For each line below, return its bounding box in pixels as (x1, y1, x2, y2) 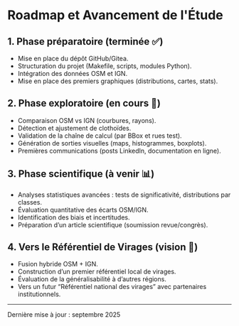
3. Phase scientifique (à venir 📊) (7, 168, 155, 180)
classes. (17, 197, 43, 206)
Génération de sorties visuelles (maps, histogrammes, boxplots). (17, 138, 207, 147)
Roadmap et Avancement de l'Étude (7, 7, 224, 23)
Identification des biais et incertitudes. (17, 213, 130, 222)
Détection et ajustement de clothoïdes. (17, 124, 132, 132)
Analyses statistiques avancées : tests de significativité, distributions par (17, 190, 231, 199)
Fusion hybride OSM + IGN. (17, 260, 98, 268)
